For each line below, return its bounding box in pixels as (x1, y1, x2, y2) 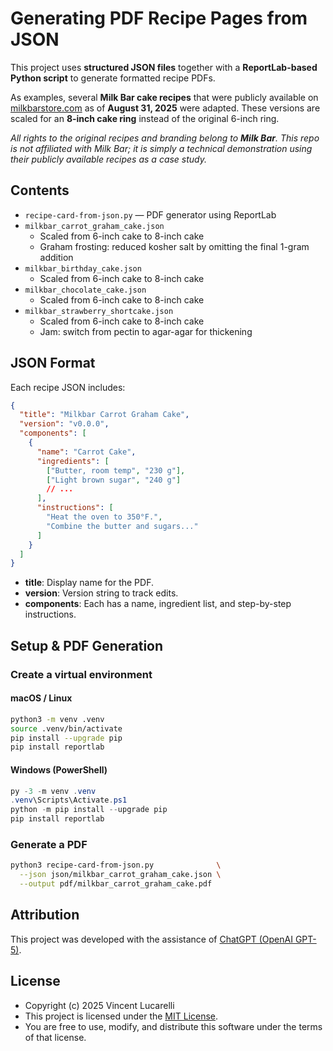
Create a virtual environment (10, 667, 153, 681)
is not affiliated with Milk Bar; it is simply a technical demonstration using (10, 142, 313, 154)
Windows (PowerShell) (10, 763, 108, 776)
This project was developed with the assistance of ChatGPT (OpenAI (10, 933, 293, 945)
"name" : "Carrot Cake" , (36, 447, 137, 457)
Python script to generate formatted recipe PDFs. (10, 72, 216, 84)
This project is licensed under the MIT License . (24, 1010, 219, 1022)
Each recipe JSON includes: (10, 381, 126, 393)
